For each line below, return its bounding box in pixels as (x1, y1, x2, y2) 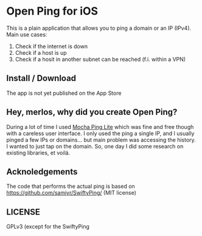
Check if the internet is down (15, 43, 88, 50)
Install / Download (6, 73, 77, 83)
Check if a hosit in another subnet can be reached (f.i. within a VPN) (15, 55, 186, 63)
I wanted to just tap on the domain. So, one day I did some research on (6, 142, 184, 150)
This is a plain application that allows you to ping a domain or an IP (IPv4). (6, 24, 192, 32)
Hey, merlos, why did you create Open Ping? (6, 107, 178, 117)
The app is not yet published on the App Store (6, 89, 122, 97)
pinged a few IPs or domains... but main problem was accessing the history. (6, 136, 196, 144)
